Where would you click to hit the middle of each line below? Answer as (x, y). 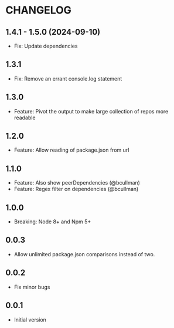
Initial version (30, 319)
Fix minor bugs (32, 287)
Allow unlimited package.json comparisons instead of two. (84, 254)
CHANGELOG (38, 10)
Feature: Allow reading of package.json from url (71, 150)
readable (25, 118)
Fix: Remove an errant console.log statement (68, 78)
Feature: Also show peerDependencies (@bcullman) (77, 183)
